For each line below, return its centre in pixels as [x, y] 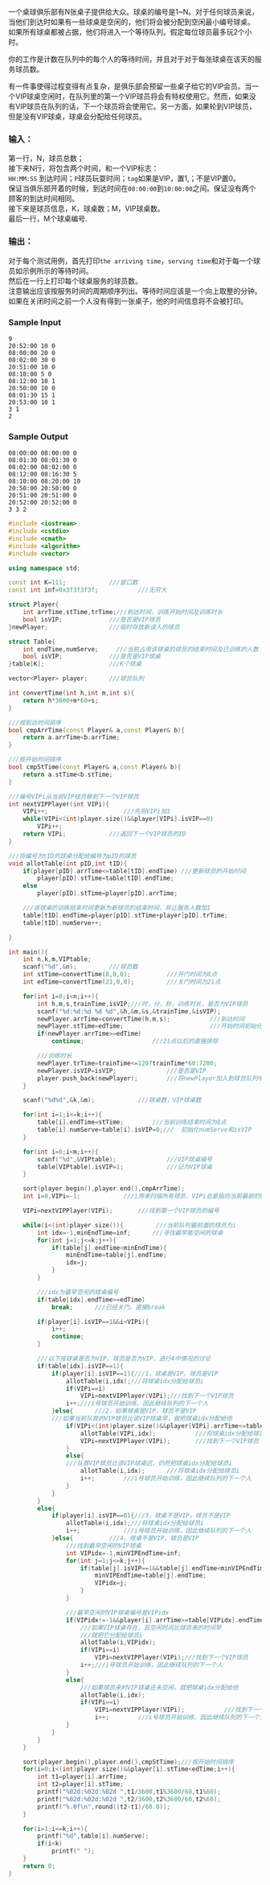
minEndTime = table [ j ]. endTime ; [116, 1255]
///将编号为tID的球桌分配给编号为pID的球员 [72, 856]
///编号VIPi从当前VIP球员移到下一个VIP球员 [74, 796]
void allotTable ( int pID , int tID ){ [68, 864]
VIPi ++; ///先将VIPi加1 [97, 811]
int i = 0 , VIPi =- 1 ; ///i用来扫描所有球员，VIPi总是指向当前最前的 [141, 1196]
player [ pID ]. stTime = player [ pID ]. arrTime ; [108, 893]
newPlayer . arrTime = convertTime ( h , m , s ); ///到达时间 [141, 1019]
